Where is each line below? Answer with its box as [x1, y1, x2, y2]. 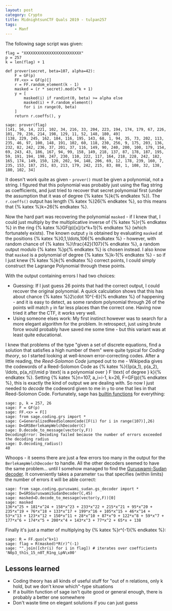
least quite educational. [12, 332, 63, 338]
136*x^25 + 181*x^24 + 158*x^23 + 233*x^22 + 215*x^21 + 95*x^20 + [5, 504, 153, 510]
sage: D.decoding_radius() [5, 441, 63, 447]
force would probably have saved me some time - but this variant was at [12, 327, 166, 333]
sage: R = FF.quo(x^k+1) [5, 537, 59, 542]
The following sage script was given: [5, 41, 83, 47]
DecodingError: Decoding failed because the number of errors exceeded [5, 432, 162, 437]
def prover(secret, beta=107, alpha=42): [5, 69, 95, 74]
